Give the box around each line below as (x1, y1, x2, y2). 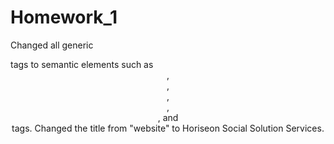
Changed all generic (10, 39, 94, 51)
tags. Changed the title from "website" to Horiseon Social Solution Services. (11, 122, 325, 134)
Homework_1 (10, 6, 118, 29)
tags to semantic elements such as (10, 58, 154, 70)
